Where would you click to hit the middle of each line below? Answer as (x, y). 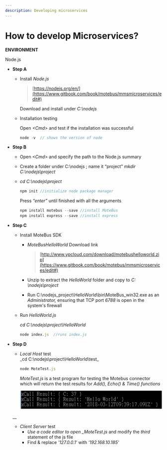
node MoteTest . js (38, 369)
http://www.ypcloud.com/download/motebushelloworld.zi (100, 254)
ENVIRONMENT (22, 49)
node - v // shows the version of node (61, 138)
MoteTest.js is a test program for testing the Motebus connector (85, 378)
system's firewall (44, 306)
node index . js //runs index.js (53, 335)
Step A (19, 69)
